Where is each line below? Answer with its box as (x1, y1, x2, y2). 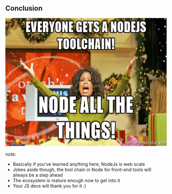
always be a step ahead (12, 171, 63, 178)
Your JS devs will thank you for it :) (12, 183, 87, 189)
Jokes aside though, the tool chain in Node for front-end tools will (12, 166, 152, 173)
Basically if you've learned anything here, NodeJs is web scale (12, 161, 145, 167)
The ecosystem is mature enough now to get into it (12, 177, 120, 183)
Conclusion (5, 4, 43, 13)
